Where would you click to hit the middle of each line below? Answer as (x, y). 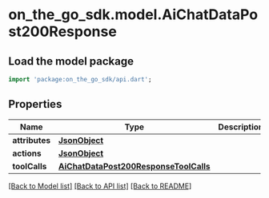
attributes (31, 140)
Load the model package (71, 61)
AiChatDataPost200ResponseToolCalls (134, 166)
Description (241, 127)
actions (27, 153)
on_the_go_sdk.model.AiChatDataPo (133, 15)
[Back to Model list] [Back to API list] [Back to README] (100, 186)
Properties (35, 104)
